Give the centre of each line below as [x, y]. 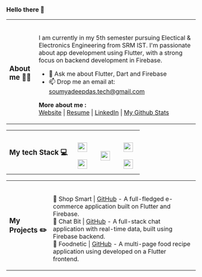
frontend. [66, 259]
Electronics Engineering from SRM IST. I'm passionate [115, 46]
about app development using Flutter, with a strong [111, 53]
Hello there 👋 [26, 10]
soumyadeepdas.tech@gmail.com [97, 91]
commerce [68, 207]
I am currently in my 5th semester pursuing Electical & [115, 38]
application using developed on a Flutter [110, 252]
